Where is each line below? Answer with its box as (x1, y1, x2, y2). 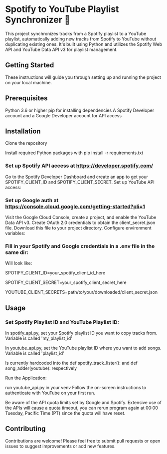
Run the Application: (5, 375, 47, 381)
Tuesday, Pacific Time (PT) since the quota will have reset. (5, 410, 126, 416)
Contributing (5, 425, 46, 433)
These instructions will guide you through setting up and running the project (5, 74, 161, 80)
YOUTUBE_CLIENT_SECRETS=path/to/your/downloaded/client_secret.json (5, 289, 158, 295)
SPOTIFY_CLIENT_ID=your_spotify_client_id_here (5, 270, 106, 276)
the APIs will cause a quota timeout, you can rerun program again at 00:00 (5, 405, 159, 411)
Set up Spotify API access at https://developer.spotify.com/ (5, 162, 154, 169)
